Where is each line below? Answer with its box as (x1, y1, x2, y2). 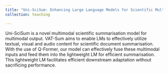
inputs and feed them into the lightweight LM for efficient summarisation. (5, 51, 155, 57)
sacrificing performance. (5, 62, 56, 68)
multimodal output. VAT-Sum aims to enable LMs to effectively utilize (5, 35, 147, 41)
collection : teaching (5, 12, 50, 17)
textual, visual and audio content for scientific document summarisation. (5, 40, 154, 46)
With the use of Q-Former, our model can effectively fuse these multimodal (5, 46, 160, 52)
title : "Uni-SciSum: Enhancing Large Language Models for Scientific (5, 7, 153, 12)
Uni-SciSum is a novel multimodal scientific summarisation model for (5, 30, 147, 36)
